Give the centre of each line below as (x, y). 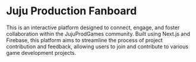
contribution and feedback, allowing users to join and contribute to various (97, 46)
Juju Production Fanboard (72, 11)
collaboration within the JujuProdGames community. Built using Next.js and (98, 33)
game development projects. (41, 52)
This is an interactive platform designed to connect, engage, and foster (93, 27)
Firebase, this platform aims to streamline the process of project (85, 40)
